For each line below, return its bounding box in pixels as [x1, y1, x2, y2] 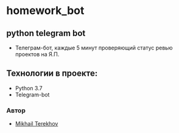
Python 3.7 [15, 84, 43, 92]
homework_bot [6, 4, 85, 18]
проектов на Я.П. [15, 51, 60, 58]
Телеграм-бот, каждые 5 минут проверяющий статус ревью [15, 44, 173, 51]
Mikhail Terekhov [15, 120, 58, 128]
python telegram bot [6, 28, 86, 38]
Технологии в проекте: [6, 68, 98, 79]
